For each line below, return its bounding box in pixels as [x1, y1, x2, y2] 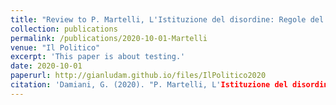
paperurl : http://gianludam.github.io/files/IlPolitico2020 [10, 71, 267, 81]
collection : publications [10, 24, 118, 34]
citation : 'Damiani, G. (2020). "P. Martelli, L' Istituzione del [10, 80, 288, 90]
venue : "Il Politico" [10, 42, 101, 53]
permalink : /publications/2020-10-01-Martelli [10, 33, 208, 43]
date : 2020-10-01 [10, 61, 83, 71]
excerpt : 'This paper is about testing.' [10, 52, 186, 62]
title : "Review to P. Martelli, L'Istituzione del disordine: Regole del [10, 14, 325, 25]
